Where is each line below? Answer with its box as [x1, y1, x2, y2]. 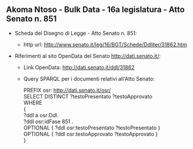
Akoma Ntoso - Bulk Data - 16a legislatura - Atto [6, 5, 185, 15]
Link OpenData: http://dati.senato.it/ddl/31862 [23, 64, 135, 71]
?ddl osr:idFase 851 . [23, 118, 74, 125]
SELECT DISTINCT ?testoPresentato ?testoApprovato [23, 92, 153, 100]
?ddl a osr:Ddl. [23, 111, 59, 118]
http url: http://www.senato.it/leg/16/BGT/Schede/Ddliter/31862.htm [23, 41, 187, 48]
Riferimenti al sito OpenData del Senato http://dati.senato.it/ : [14, 52, 161, 59]
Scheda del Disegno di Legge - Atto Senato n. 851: [14, 29, 137, 37]
